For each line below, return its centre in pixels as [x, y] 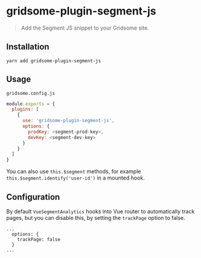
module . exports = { [31, 104]
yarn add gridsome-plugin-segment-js [54, 61]
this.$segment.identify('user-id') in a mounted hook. [75, 178]
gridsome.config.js [31, 93]
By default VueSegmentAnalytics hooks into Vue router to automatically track [101, 211]
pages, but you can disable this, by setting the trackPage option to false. [96, 218]
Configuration [33, 197]
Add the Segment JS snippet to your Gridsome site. [85, 28]
